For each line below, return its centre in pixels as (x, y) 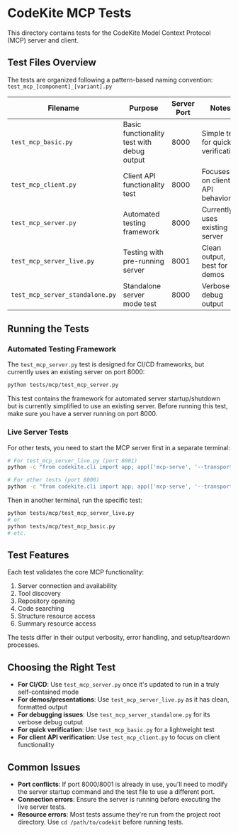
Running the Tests (49, 329)
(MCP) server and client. (43, 40)
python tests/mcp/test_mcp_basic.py (61, 526)
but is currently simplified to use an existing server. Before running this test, (118, 406)
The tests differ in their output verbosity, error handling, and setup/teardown (119, 638)
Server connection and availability (67, 586)
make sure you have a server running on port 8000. (83, 414)
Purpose (144, 108)
